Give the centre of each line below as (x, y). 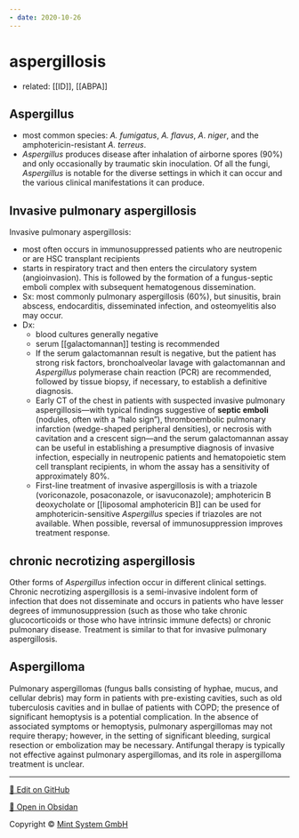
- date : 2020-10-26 (45, 17)
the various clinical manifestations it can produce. (113, 182)
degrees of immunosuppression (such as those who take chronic (128, 611)
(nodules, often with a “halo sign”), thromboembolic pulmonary (151, 420)
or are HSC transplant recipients (81, 259)
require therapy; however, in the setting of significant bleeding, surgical (140, 736)
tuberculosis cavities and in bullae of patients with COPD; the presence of (145, 707)
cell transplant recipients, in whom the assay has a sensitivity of (152, 467)
